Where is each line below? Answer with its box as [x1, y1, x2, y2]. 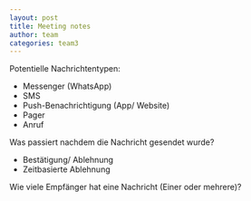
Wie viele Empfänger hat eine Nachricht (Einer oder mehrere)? [9, 182, 242, 193]
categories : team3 [9, 38, 79, 48]
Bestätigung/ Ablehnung [22, 155, 114, 166]
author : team [9, 30, 59, 39]
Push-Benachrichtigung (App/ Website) [22, 100, 170, 111]
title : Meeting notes [9, 22, 92, 31]
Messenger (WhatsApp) [22, 81, 112, 91]
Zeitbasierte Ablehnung [22, 164, 111, 175]
